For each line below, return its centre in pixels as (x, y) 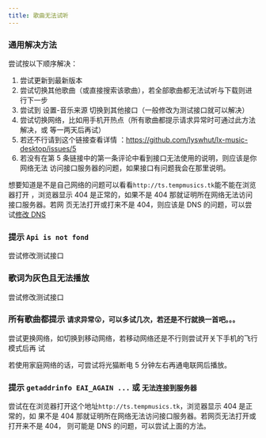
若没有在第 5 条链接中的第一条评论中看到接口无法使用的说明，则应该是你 (138, 158)
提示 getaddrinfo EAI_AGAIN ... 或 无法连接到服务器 (103, 387)
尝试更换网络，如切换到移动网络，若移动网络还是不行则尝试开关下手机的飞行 (133, 338)
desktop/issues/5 (48, 148)
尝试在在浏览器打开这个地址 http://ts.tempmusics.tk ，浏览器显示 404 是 (127, 406)
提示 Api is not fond (49, 237)
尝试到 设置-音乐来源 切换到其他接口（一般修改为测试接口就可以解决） (134, 110)
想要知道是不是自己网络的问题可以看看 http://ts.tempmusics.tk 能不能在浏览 (132, 185)
